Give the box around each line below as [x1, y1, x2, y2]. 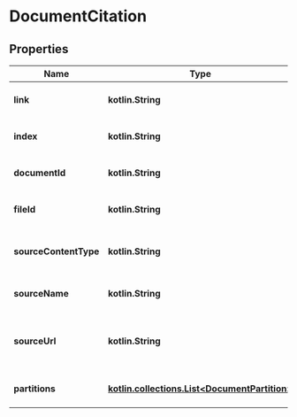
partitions [13, 382, 56, 395]
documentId [13, 166, 66, 179]
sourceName [13, 288, 69, 299]
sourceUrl [13, 335, 57, 347]
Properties [9, 42, 69, 57]
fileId [13, 204, 36, 215]
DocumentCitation [9, 6, 148, 27]
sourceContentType [13, 245, 100, 258]
